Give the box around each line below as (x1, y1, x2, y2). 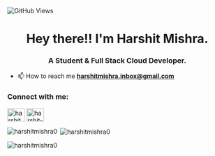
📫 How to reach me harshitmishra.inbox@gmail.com (17, 72, 175, 80)
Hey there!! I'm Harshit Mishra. (26, 31, 209, 47)
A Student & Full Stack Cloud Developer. (47, 56, 187, 65)
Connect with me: (7, 92, 69, 102)
